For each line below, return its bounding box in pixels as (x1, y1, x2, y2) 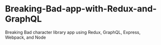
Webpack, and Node (5, 34, 46, 40)
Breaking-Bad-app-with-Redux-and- (5, 3, 157, 14)
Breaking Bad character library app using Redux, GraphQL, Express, (5, 29, 141, 35)
